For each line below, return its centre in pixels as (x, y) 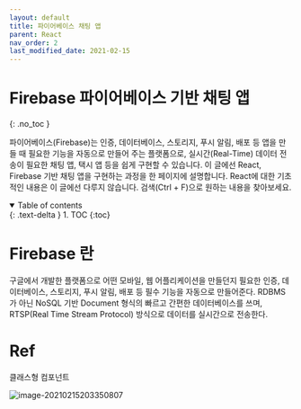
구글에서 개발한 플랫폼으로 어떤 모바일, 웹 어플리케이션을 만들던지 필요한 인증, (145, 280)
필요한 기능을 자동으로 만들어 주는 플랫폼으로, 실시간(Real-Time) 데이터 (153, 154)
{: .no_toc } (30, 124)
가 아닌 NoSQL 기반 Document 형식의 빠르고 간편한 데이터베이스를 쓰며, (136, 303)
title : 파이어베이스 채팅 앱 (55, 26)
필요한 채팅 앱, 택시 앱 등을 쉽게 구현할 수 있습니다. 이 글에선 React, (144, 165)
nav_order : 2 (34, 43)
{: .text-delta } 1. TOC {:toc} (60, 215)
